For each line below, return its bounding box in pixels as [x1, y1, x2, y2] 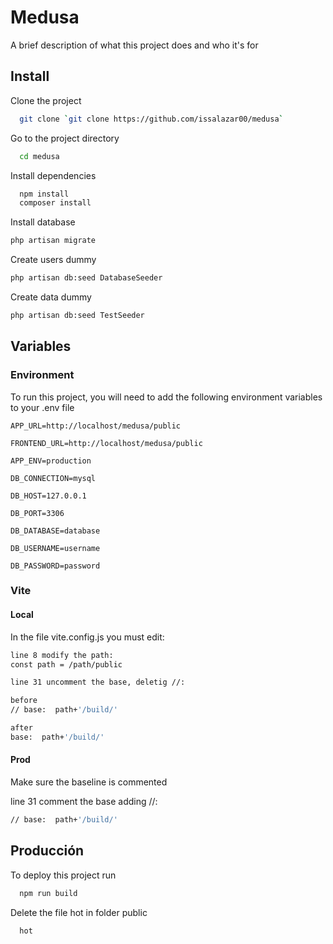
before [10, 696, 38, 706]
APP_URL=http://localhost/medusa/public [10, 421, 182, 431]
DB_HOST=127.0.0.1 [10, 491, 87, 501]
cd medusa [19, 151, 60, 161]
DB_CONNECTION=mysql [10, 473, 97, 483]
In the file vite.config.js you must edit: [10, 631, 165, 643]
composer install [19, 198, 92, 208]
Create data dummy [10, 291, 92, 303]
